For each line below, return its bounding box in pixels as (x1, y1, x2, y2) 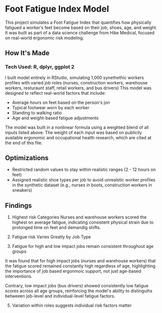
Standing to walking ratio (12, 110, 62, 115)
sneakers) (12, 187, 32, 193)
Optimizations (5, 154, 49, 162)
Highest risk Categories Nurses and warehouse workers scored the (12, 214, 147, 220)
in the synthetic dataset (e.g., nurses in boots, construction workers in (12, 182, 152, 188)
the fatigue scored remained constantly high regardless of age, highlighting (5, 263, 156, 269)
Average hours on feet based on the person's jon (12, 99, 110, 105)
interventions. (5, 273, 32, 280)
